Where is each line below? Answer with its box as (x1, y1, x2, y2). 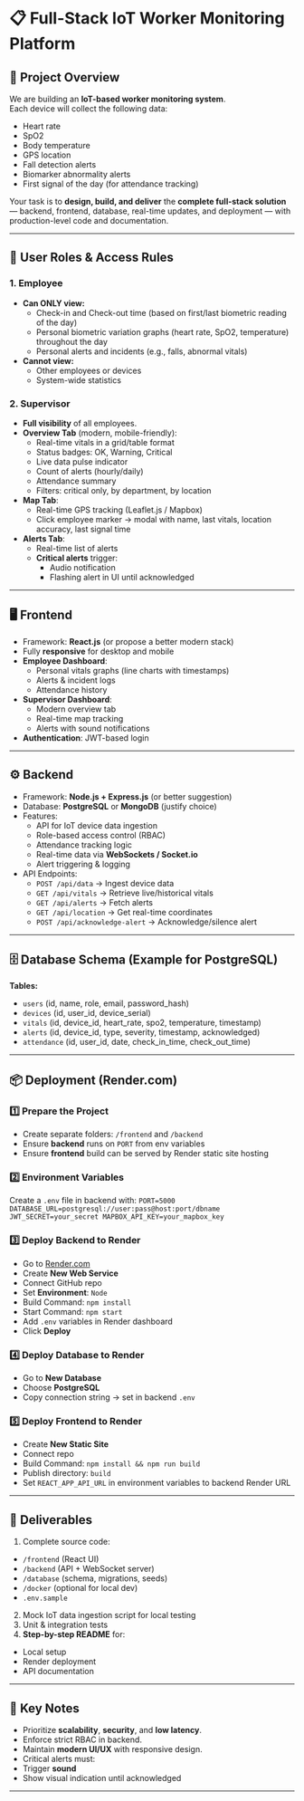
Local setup (22, 1646, 67, 1658)
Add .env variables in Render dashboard (22, 1316, 174, 1327)
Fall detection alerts (22, 159, 97, 169)
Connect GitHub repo (22, 1277, 102, 1288)
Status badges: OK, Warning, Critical (35, 446, 173, 457)
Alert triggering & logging (35, 858, 131, 869)
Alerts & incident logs (35, 675, 116, 685)
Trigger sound (22, 1763, 77, 1774)
